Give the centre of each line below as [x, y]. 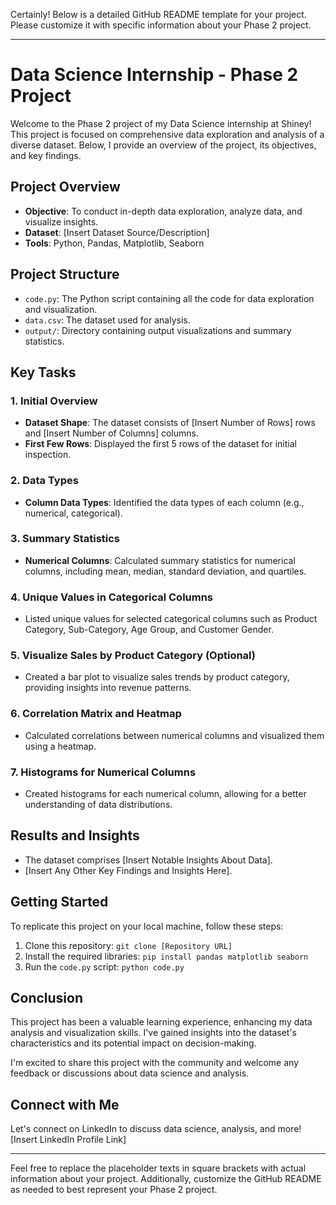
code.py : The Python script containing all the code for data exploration [169, 298]
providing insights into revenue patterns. [108, 688]
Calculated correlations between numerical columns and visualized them [174, 735]
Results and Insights [75, 835]
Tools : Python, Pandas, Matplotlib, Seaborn [114, 243]
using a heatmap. [60, 746]
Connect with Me [65, 1104]
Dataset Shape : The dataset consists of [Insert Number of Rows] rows [170, 423]
